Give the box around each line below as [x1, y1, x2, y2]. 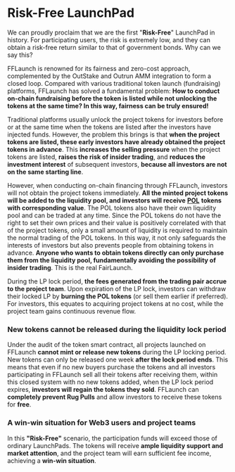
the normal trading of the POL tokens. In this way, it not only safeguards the [7, 234, 227, 242]
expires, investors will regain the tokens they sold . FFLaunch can [7, 385, 199, 394]
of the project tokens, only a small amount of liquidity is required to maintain [7, 226, 227, 234]
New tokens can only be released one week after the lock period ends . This [7, 355, 229, 364]
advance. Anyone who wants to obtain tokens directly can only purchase [7, 248, 224, 257]
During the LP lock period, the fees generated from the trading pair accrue [7, 276, 227, 286]
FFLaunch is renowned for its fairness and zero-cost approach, [7, 64, 191, 72]
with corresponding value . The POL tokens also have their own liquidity [7, 203, 217, 212]
